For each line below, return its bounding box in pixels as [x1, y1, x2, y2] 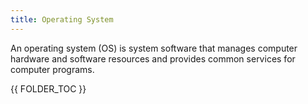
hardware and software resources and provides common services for [10, 52, 296, 65]
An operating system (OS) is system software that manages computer [10, 42, 298, 54]
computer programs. [10, 63, 95, 75]
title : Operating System [10, 14, 114, 25]
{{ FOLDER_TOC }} [10, 82, 87, 95]
